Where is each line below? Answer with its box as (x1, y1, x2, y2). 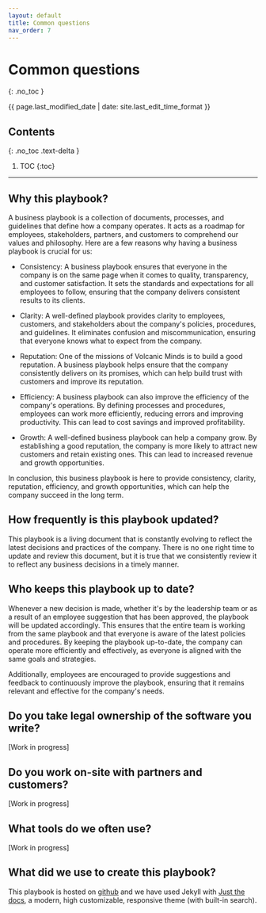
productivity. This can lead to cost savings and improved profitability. (19, 417, 245, 426)
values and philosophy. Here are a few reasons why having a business (8, 238, 237, 247)
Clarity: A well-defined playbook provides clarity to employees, (19, 311, 226, 320)
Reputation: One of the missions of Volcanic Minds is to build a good (19, 351, 243, 361)
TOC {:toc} (19, 162, 55, 171)
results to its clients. (19, 295, 85, 305)
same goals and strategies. (8, 654, 97, 663)
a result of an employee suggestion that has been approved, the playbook (8, 612, 249, 621)
